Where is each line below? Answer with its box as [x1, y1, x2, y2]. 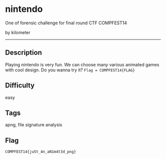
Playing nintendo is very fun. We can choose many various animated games [5, 61, 160, 67]
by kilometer [5, 29, 31, 35]
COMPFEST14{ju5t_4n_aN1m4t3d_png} [5, 150, 77, 155]
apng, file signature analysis [5, 122, 63, 128]
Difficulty [5, 81, 35, 90]
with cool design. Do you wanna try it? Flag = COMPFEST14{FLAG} [5, 67, 135, 73]
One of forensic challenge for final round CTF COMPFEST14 [5, 20, 127, 26]
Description [5, 49, 42, 57]
